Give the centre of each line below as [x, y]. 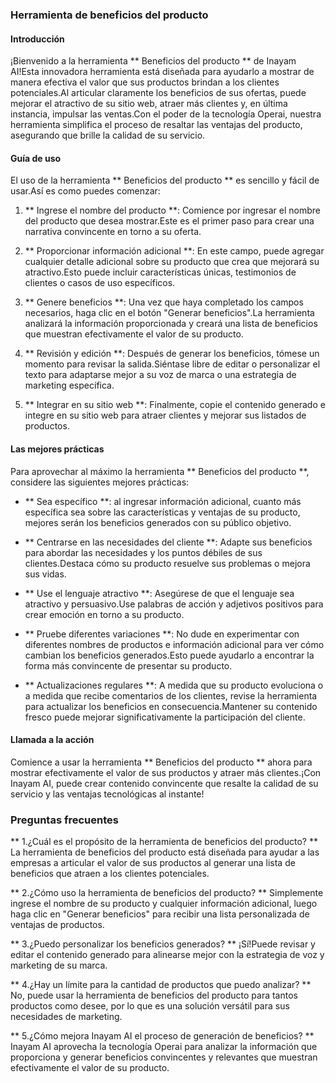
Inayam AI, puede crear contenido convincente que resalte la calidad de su [164, 783]
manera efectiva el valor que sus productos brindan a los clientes [145, 82]
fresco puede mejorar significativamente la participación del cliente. [165, 717]
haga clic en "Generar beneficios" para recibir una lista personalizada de [160, 914]
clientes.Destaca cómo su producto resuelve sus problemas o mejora [167, 563]
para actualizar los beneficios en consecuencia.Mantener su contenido [171, 706]
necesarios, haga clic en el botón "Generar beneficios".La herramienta [169, 313]
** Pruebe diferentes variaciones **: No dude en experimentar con [162, 634]
